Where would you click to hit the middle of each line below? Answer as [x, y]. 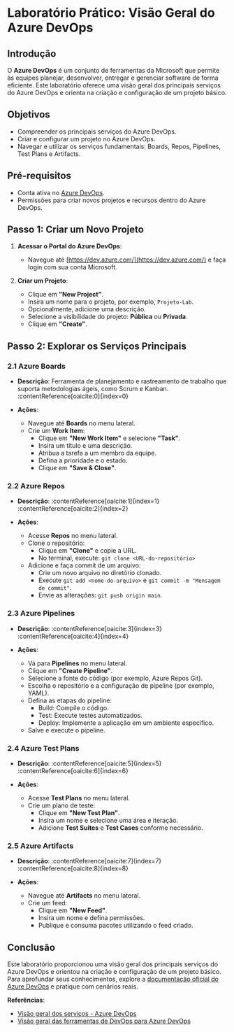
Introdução [32, 54]
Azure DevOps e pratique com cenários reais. [73, 987]
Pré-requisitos [39, 176]
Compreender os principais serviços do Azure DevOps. [97, 132]
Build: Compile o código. [74, 707]
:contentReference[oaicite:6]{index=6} [73, 771]
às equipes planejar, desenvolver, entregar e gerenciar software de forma [113, 78]
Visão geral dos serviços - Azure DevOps [77, 1014]
